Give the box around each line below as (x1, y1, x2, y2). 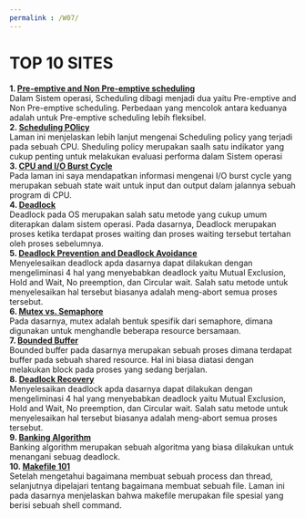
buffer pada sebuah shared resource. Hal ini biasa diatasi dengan (9, 354, 255, 365)
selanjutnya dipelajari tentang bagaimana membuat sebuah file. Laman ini (9, 480, 285, 491)
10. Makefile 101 (9, 461, 71, 471)
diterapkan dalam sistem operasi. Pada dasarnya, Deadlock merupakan (9, 218, 277, 229)
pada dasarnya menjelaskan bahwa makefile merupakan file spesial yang (9, 490, 284, 501)
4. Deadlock (9, 199, 56, 210)
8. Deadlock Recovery (9, 373, 95, 384)
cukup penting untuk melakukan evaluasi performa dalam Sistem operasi (9, 150, 283, 161)
